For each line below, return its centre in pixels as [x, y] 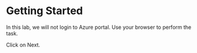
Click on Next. [23, 45]
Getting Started [45, 11]
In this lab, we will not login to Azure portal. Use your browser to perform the [99, 27]
